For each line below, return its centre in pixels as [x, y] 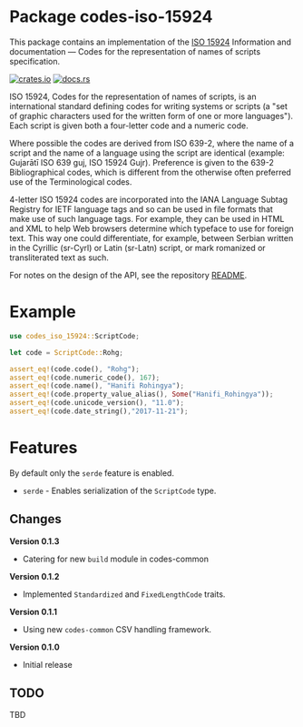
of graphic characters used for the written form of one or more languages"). [151, 116]
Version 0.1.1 [33, 611]
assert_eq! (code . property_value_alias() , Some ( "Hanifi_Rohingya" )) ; [142, 394]
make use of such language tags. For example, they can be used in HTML [147, 218]
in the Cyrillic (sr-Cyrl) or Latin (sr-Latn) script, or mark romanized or [137, 247]
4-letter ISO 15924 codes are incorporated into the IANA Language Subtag [149, 199]
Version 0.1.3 [34, 541]
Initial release [47, 664]
